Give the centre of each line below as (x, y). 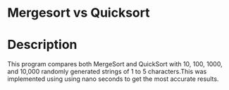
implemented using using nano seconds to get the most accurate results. (113, 79)
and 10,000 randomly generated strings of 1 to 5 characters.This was (107, 72)
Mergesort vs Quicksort (79, 13)
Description (42, 45)
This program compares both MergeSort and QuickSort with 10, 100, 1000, (115, 64)
